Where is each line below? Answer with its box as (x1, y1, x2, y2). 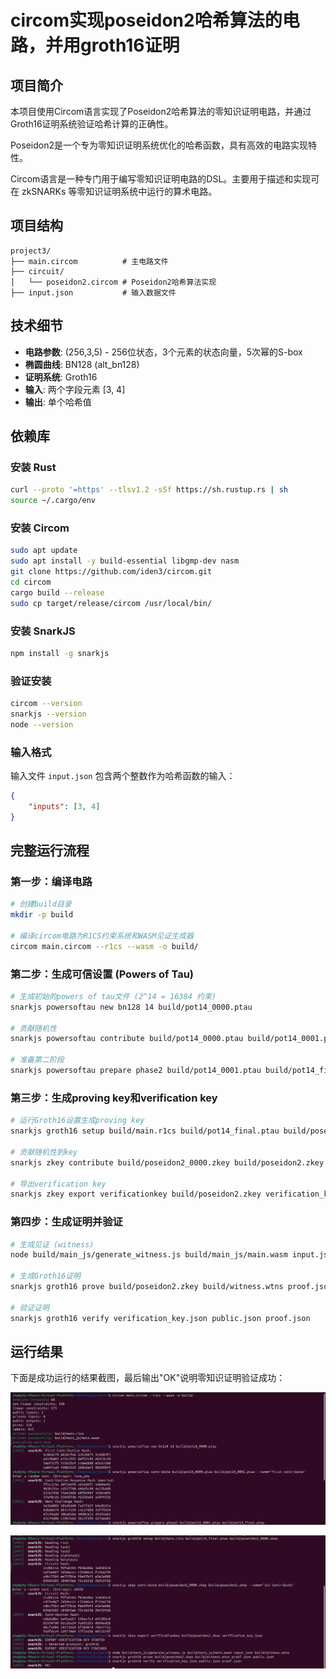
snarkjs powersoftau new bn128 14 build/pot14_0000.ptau (10, 1002, 253, 1012)
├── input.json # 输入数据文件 (10, 287, 177, 298)
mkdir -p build (10, 910, 74, 920)
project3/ (10, 246, 52, 256)
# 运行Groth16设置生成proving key (10, 1116, 145, 1126)
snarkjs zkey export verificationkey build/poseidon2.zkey (10, 1189, 262, 1200)
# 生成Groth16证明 (10, 1271, 81, 1281)
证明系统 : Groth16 (24, 371, 98, 383)
